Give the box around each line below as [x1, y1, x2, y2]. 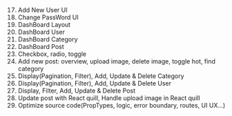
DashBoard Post [17, 43, 64, 50]
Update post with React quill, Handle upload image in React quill [17, 94, 200, 102]
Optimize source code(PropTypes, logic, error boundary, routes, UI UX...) [17, 101, 226, 109]
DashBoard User [17, 28, 65, 36]
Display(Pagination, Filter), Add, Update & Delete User [17, 79, 172, 87]
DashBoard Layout [17, 21, 71, 28]
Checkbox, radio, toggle [17, 50, 87, 58]
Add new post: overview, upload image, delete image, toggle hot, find [17, 57, 216, 65]
